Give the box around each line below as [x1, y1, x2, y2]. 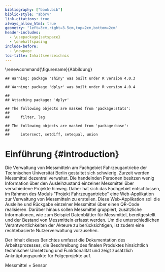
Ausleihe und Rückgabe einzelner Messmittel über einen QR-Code [5, 202, 139, 207]
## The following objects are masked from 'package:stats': [5, 106, 132, 111]
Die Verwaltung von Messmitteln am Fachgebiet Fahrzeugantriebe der [5, 165, 147, 170]
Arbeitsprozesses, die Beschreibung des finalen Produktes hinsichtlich [5, 242, 149, 248]
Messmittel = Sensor [5, 262, 47, 269]
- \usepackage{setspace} [9, 35, 61, 40]
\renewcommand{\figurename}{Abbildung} [5, 67, 93, 72]
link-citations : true [5, 16, 50, 21]
